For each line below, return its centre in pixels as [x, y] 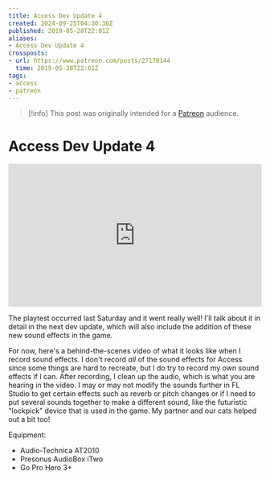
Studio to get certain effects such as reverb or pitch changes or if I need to [132, 393]
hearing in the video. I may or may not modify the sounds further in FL [124, 385]
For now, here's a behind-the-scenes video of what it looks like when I [125, 350]
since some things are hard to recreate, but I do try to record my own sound [134, 368]
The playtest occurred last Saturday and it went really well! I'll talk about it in [135, 318]
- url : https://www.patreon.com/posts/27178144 [90, 61]
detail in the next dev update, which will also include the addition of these [130, 326]
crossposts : [28, 53]
